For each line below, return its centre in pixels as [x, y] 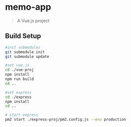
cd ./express [18, 97]
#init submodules [23, 47]
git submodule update [27, 56]
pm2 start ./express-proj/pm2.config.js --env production [65, 120]
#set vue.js [17, 65]
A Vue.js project [33, 21]
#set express [18, 92]
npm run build [20, 79]
